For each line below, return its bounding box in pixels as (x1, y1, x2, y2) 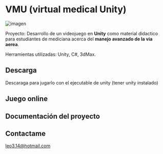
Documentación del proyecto (5, 112, 100, 121)
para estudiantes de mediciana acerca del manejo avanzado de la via (5, 36, 153, 42)
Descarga (5, 66, 37, 75)
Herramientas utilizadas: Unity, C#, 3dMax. (5, 51, 96, 57)
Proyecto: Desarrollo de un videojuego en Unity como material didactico (5, 30, 158, 36)
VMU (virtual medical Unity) (5, 4, 127, 15)
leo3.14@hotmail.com (5, 143, 51, 149)
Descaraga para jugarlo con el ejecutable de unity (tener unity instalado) (5, 79, 158, 85)
